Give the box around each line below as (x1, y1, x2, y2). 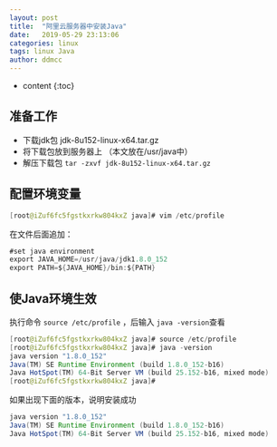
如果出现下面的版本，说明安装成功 (9, 394, 137, 405)
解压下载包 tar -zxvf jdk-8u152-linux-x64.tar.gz (22, 157, 211, 168)
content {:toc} (22, 81, 75, 91)
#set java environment (9, 247, 95, 256)
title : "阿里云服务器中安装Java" (9, 22, 128, 31)
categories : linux (9, 38, 79, 48)
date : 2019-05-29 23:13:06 (9, 30, 119, 39)
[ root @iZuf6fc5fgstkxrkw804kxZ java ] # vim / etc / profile (9, 210, 224, 220)
